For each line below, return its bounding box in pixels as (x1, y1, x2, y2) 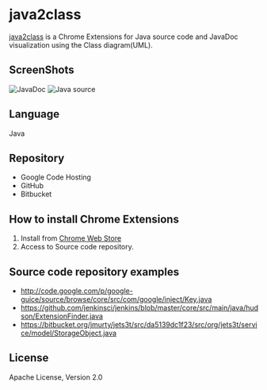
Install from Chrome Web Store (20, 234, 122, 243)
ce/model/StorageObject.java (20, 328, 117, 338)
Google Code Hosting (20, 172, 92, 182)
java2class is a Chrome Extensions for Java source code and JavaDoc (9, 32, 238, 41)
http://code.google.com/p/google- (20, 286, 133, 295)
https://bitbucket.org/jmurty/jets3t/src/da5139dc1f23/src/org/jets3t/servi (20, 320, 257, 329)
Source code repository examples (9, 265, 180, 279)
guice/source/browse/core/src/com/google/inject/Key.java (20, 295, 212, 303)
